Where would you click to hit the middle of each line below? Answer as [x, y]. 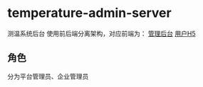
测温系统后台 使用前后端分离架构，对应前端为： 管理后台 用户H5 [101, 33]
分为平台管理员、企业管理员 [48, 76]
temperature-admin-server [90, 13]
